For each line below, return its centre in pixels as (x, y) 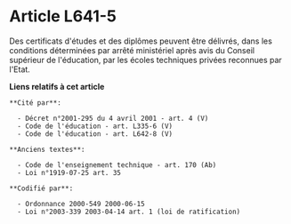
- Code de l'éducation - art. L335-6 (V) (95, 126)
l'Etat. (20, 69)
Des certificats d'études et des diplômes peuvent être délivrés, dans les (141, 41)
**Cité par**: (36, 103)
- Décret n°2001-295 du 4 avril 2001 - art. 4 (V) (113, 118)
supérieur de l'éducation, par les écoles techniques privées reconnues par (145, 60)
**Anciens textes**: (48, 149)
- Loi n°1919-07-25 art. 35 (69, 172)
